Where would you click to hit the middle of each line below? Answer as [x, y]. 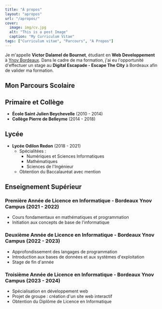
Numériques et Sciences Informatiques [65, 156]
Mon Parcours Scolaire [40, 86]
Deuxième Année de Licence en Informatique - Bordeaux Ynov [80, 235]
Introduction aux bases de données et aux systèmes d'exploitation [78, 257]
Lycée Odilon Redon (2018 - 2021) [46, 146]
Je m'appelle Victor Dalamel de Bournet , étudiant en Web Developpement [80, 55]
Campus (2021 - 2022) [32, 207]
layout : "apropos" [23, 14]
